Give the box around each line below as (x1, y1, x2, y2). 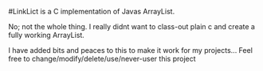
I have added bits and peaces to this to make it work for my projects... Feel (8, 46, 253, 54)
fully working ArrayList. (8, 31, 85, 39)
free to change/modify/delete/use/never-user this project (8, 54, 197, 63)
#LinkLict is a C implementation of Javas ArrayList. (8, 7, 175, 16)
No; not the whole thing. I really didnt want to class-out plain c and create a (8, 22, 255, 31)
